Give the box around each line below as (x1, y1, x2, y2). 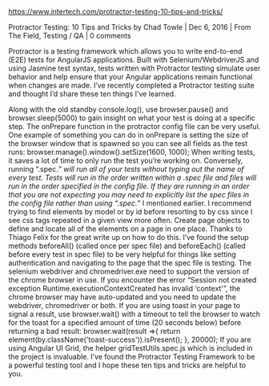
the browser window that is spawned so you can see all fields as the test (8, 139, 248, 148)
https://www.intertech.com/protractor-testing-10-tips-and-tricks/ (8, 7, 223, 16)
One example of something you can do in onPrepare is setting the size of (8, 130, 249, 140)
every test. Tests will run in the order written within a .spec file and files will (8, 173, 257, 182)
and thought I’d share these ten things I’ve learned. (8, 89, 176, 99)
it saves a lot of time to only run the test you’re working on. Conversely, (8, 156, 243, 165)
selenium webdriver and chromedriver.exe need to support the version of (8, 266, 250, 276)
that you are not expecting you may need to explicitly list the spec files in (8, 190, 250, 199)
